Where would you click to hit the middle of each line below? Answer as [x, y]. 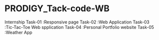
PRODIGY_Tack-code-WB [57, 9]
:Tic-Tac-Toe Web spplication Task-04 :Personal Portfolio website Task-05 [79, 27]
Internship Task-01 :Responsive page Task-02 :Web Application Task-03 [77, 22]
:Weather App [19, 32]
